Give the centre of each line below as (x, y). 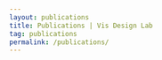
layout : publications (49, 17)
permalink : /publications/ (59, 42)
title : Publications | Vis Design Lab (81, 26)
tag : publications (43, 34)
